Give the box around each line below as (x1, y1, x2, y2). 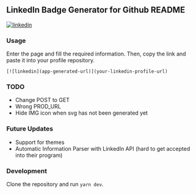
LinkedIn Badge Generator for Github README (6, 5, 185, 15)
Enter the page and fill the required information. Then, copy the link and (6, 50, 186, 57)
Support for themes (15, 138, 65, 146)
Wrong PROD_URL (15, 103, 61, 110)
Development (6, 167, 48, 175)
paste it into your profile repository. (6, 57, 95, 64)
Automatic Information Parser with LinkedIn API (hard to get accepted (15, 145, 191, 152)
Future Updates (6, 124, 54, 133)
